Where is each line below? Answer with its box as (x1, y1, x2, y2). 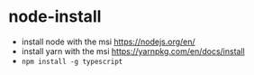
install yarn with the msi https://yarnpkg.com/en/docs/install (21, 45, 245, 56)
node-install (8, 6, 102, 27)
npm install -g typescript (21, 57, 123, 66)
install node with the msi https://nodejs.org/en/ (21, 36, 195, 47)
